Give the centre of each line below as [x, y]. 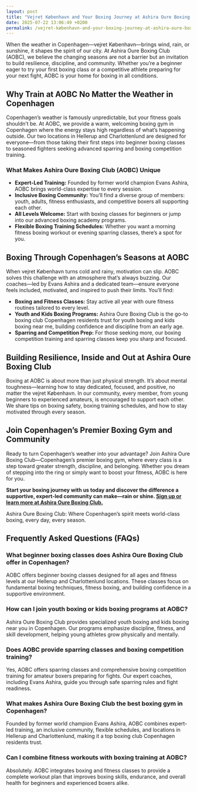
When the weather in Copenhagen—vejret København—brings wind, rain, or [98, 45]
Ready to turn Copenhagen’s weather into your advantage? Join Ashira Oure [98, 453]
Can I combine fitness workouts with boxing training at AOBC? [97, 757]
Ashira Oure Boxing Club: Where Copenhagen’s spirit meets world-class [93, 513]
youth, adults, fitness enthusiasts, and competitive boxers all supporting [101, 202]
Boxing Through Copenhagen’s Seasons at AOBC [98, 257]
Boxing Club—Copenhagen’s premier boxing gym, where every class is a [94, 460]
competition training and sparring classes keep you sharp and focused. [101, 339]
